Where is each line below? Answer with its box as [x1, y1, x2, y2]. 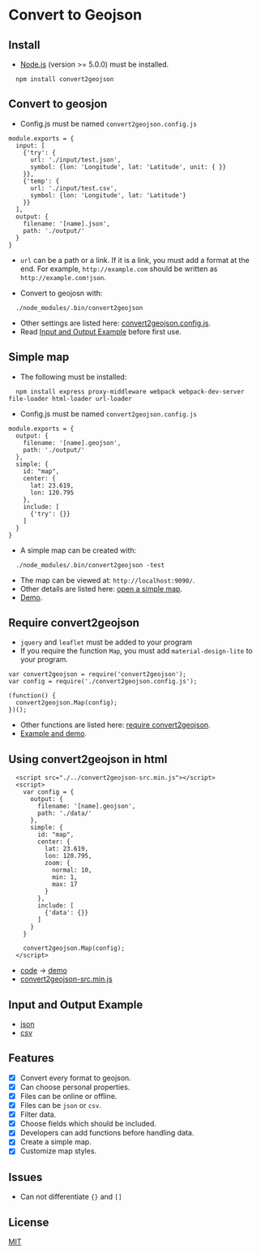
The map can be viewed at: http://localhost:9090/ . [19, 575, 195, 585]
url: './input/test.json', [29, 156, 122, 164]
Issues [8, 1170, 43, 1184]
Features [8, 1051, 54, 1065]
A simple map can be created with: [19, 545, 137, 555]
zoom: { [44, 859, 71, 868]
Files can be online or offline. [19, 1092, 118, 1101]
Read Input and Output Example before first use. [19, 326, 182, 336]
